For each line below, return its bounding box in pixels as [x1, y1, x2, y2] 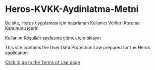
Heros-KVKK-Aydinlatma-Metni [5, 3, 139, 15]
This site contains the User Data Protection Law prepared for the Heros [5, 44, 150, 50]
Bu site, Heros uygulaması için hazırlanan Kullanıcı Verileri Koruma [5, 20, 140, 26]
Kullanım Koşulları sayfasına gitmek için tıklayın [5, 35, 101, 41]
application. [5, 50, 29, 56]
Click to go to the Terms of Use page [5, 59, 80, 65]
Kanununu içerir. [5, 25, 39, 31]
